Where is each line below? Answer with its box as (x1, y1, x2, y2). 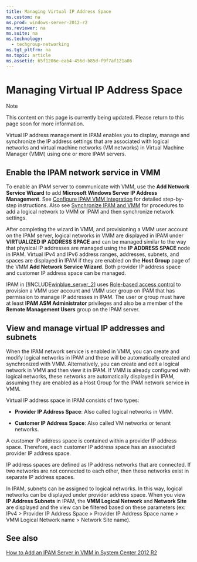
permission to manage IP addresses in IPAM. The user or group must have (6, 294, 186, 301)
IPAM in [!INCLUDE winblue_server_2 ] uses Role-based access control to (6, 281, 181, 288)
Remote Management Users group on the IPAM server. (6, 306, 140, 313)
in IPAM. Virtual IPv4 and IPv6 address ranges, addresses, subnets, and (6, 251, 179, 258)
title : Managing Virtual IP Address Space (6, 8, 111, 15)
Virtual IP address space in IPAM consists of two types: (6, 397, 140, 404)
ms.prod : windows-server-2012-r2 (6, 19, 88, 25)
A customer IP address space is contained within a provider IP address (6, 437, 177, 444)
